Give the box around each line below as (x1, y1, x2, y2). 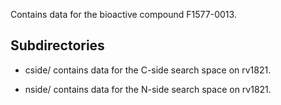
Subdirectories (10, 37, 105, 54)
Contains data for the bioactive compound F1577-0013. (10, 9, 237, 20)
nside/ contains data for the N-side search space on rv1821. (24, 83, 272, 95)
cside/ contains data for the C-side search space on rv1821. (24, 64, 272, 76)
